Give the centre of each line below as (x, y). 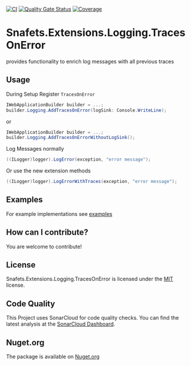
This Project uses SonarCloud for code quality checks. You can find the (93, 318)
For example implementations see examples (59, 213)
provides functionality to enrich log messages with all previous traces (90, 61)
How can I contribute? (47, 233)
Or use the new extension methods (48, 171)
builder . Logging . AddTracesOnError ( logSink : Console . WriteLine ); (86, 110)
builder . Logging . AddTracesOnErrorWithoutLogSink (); (71, 138)
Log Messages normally (35, 149)
